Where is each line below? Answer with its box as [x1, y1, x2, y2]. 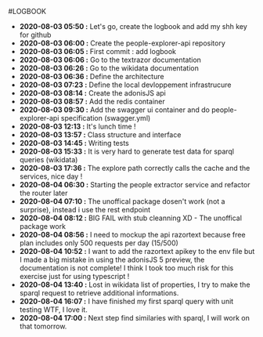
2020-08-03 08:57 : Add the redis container [19, 97, 166, 106]
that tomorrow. [19, 321, 67, 331]
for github [19, 31, 52, 39]
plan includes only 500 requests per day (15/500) [19, 238, 178, 248]
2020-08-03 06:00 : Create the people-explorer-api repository [19, 38, 225, 48]
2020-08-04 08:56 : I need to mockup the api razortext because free [19, 230, 246, 239]
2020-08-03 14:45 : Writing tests [19, 139, 129, 147]
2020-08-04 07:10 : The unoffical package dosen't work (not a [19, 197, 225, 206]
